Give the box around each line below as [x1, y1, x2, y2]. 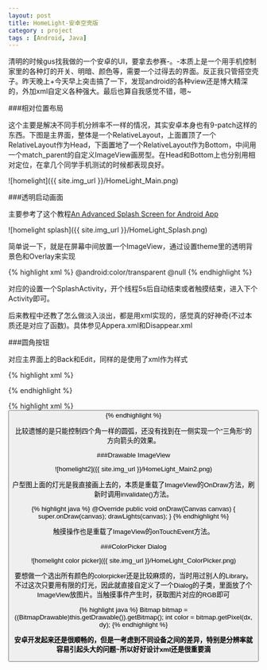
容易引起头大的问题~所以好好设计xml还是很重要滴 [56, 645, 211, 653]
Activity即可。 [8, 294, 54, 303]
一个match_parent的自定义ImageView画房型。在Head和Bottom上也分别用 [8, 150, 249, 160]
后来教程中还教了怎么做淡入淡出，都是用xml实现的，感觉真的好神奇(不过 [8, 311, 246, 321]
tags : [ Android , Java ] [8, 33, 87, 42]
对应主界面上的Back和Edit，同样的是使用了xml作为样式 [8, 355, 188, 364]
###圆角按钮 [8, 337, 50, 347]
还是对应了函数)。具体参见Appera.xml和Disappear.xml [14, 321, 193, 330]
